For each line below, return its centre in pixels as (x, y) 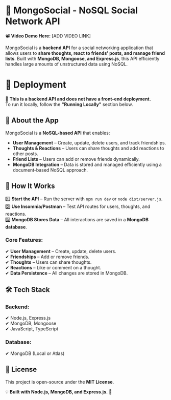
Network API (33, 21)
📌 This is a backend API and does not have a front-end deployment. (78, 99)
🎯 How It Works (30, 186)
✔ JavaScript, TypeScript (32, 329)
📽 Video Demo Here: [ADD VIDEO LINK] (48, 36)
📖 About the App (32, 121)
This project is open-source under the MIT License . (60, 382)
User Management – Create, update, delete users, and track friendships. (89, 142)
